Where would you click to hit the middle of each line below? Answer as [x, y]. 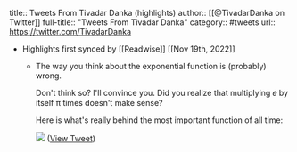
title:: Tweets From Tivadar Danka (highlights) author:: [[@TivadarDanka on [147, 13]
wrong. [49, 76]
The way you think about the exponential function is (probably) [151, 66]
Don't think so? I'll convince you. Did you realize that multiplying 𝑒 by [161, 93]
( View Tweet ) [71, 138]
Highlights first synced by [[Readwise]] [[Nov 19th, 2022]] [128, 49]
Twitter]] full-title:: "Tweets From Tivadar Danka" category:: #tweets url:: [142, 22]
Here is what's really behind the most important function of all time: [159, 120]
